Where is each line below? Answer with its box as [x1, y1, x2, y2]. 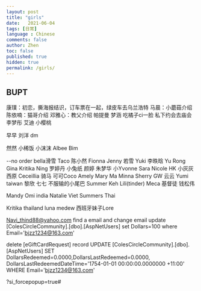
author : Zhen [6, 43, 39, 49]
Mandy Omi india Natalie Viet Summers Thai [6, 192, 116, 199]
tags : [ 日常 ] [6, 25, 37, 32]
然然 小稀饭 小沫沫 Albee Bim [6, 145, 78, 152]
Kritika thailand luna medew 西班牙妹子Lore [6, 204, 114, 211]
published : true [6, 54, 47, 60]
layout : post [6, 8, 39, 15]
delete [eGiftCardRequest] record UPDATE [6, 241, 111, 248]
